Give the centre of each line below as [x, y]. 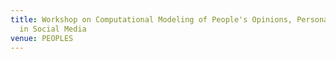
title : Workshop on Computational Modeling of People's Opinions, [151, 19]
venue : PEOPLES [42, 38]
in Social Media [53, 29]
